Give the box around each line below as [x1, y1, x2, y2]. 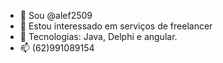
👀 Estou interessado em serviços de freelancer [19, 20, 213, 32]
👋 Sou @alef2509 [19, 10, 93, 21]
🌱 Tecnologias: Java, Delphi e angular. [19, 31, 178, 42]
